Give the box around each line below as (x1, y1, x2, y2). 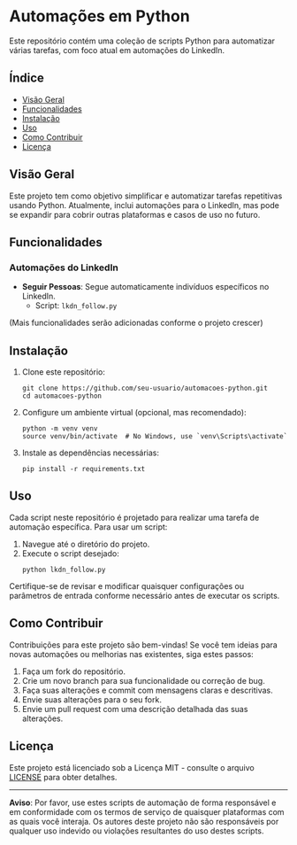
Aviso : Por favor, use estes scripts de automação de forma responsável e (9, 797, 277, 808)
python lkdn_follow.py (21, 565, 106, 574)
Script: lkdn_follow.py (34, 300, 118, 311)
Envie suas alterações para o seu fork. (21, 694, 162, 705)
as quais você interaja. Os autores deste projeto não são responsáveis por (9, 816, 279, 826)
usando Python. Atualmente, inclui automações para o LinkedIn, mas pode (9, 199, 280, 210)
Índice (9, 71, 44, 86)
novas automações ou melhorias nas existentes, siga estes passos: (9, 648, 254, 659)
